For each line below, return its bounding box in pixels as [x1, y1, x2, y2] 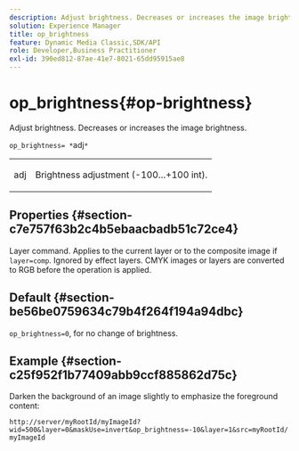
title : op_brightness [9, 29, 90, 38]
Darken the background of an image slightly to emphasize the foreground [9, 391, 279, 402]
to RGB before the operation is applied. [9, 264, 152, 275]
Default [9, 291, 52, 306]
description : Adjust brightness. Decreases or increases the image [9, 12, 265, 22]
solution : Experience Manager [9, 21, 122, 30]
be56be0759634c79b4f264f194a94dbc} [9, 304, 244, 319]
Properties [9, 208, 69, 223]
